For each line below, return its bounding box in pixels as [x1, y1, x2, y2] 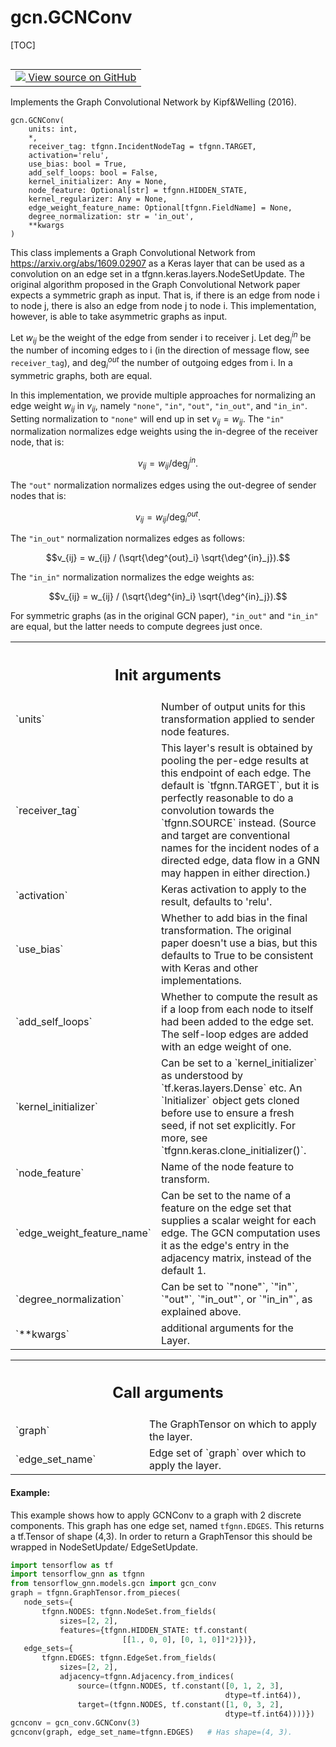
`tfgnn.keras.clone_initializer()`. [161, 1143, 307, 1157]
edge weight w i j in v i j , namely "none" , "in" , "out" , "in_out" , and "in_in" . [10, 399, 308, 414]
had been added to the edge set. [161, 1014, 314, 1028]
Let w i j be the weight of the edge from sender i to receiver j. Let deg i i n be [10, 329, 312, 346]
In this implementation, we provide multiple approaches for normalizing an [10, 389, 316, 401]
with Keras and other [161, 961, 259, 975]
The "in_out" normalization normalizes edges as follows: [10, 532, 245, 545]
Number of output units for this [161, 699, 306, 713]
